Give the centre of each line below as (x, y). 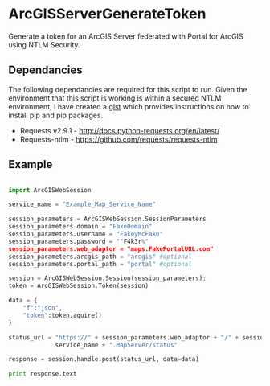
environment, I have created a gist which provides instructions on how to (129, 106)
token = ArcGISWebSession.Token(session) (79, 286)
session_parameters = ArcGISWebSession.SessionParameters (107, 219)
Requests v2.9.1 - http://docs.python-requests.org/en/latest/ (120, 130)
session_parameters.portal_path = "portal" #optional (100, 264)
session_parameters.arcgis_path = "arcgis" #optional (100, 257)
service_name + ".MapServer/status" (117, 345)
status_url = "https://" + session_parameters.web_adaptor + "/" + (124, 337)
